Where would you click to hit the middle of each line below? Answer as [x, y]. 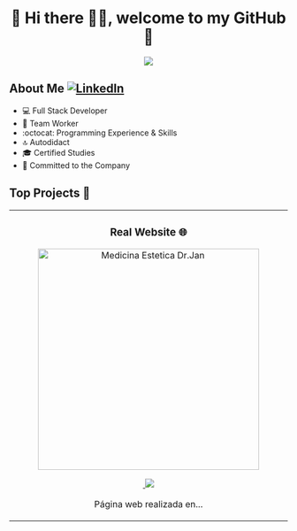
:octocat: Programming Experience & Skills [99, 133]
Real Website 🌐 [148, 232]
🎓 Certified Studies [58, 152]
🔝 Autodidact [46, 142]
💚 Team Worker [50, 123]
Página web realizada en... [148, 504]
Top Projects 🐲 [50, 193]
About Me [37, 89]
